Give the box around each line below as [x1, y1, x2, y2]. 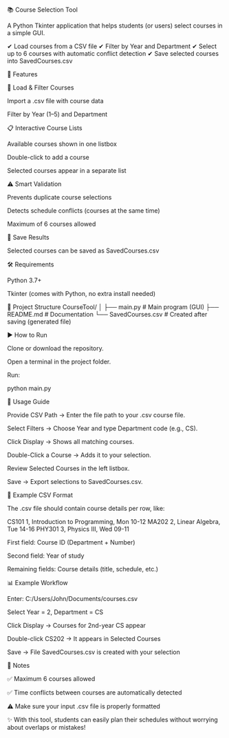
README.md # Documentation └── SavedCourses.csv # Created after [7, 310, 208, 318]
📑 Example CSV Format [7, 491, 74, 499]
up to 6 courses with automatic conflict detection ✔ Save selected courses [7, 50, 219, 57]
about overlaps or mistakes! [7, 724, 86, 731]
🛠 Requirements [7, 260, 54, 268]
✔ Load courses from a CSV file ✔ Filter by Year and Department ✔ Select [7, 42, 217, 50]
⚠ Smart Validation [7, 180, 62, 188]
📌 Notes [7, 662, 30, 669]
